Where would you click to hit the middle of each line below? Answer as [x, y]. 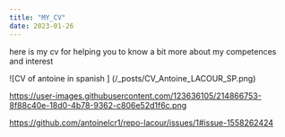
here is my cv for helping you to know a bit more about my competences [143, 51]
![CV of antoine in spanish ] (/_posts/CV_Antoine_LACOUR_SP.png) [133, 78]
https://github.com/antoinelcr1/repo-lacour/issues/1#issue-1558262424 [142, 123]
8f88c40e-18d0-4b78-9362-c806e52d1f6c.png [98, 105]
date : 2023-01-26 [42, 26]
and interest [31, 61]
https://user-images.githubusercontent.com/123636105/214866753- [135, 96]
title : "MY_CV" [38, 17]
